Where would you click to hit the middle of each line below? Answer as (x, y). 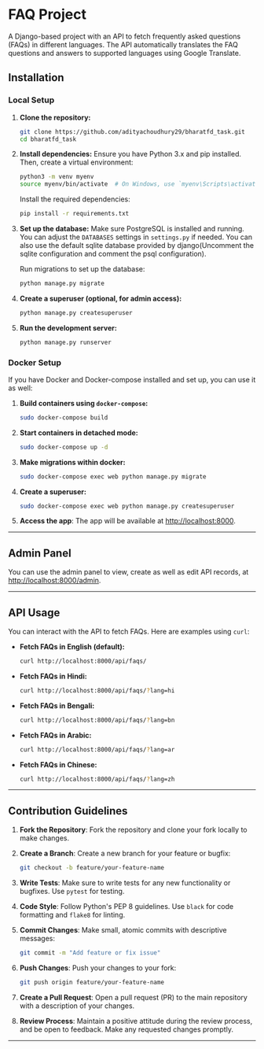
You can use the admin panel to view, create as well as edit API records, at (128, 572)
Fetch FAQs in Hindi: (53, 676)
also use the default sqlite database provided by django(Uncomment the (136, 245)
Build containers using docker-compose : (84, 403)
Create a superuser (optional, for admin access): (101, 298)
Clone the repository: (55, 117)
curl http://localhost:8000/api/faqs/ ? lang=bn (97, 720)
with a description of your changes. (77, 1006)
